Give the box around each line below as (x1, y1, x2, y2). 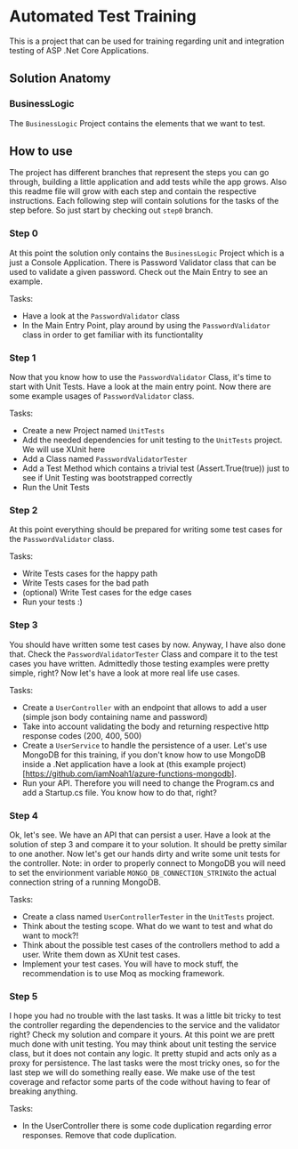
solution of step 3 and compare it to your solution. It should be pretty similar (9, 838, 287, 849)
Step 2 (9, 504, 38, 516)
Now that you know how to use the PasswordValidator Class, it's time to (9, 372, 271, 383)
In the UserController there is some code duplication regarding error (21, 1121, 272, 1131)
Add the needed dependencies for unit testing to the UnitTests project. (21, 434, 283, 446)
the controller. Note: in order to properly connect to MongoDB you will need (9, 857, 286, 869)
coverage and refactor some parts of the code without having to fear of (9, 1077, 271, 1088)
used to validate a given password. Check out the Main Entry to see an (9, 266, 269, 277)
